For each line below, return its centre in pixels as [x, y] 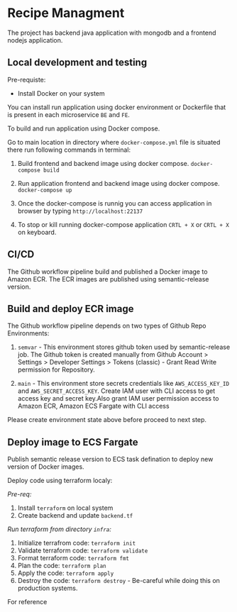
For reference [27, 602]
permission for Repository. [56, 369]
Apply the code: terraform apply [66, 573]
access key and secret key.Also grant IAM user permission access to [118, 399]
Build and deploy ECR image [71, 309]
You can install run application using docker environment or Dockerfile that [117, 107]
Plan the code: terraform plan [62, 566]
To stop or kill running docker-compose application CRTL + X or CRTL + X [123, 224]
